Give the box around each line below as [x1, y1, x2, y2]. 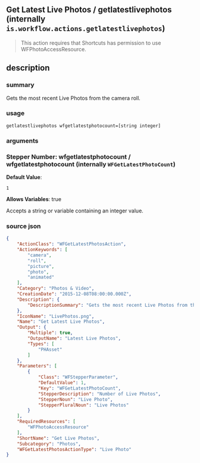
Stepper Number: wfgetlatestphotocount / [6, 152, 131, 160]
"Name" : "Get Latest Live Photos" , [17, 319, 105, 325]
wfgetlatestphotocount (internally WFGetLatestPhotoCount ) [6, 160, 176, 168]
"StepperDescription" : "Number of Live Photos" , [37, 391, 161, 397]
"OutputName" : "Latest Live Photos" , [27, 335, 121, 342]
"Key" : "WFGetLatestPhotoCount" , [37, 385, 121, 391]
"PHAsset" [37, 346, 62, 353]
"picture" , [27, 263, 55, 269]
